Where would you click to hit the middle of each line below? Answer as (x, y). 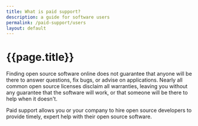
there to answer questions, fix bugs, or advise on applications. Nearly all (94, 80)
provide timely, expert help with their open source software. (79, 117)
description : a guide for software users (58, 17)
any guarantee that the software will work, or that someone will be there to (97, 93)
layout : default (26, 28)
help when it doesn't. (32, 99)
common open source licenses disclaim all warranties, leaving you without (97, 86)
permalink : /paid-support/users (46, 22)
